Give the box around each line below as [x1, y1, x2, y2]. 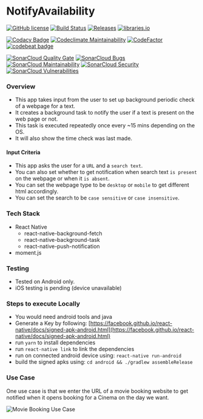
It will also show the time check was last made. [15, 135, 133, 142]
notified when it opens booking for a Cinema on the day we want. [6, 394, 170, 401]
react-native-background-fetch [24, 229, 103, 237]
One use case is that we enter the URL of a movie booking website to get [6, 387, 188, 395]
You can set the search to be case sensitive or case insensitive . [15, 194, 180, 201]
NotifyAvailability [6, 4, 95, 18]
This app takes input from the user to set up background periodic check [15, 96, 195, 104]
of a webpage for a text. [15, 102, 76, 110]
